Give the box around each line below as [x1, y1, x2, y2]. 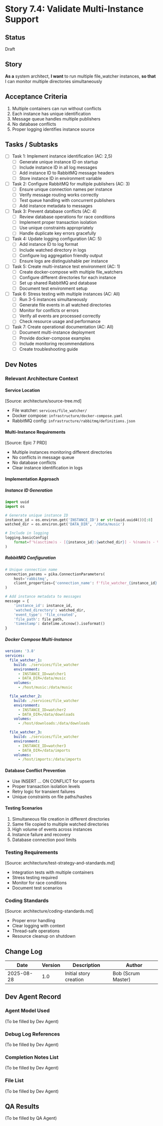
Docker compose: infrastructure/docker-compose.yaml [12, 413, 123, 419]
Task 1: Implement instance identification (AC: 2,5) [12, 153, 113, 159]
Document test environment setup [19, 285, 88, 291]
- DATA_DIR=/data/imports [17, 748, 70, 753]
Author [126, 962, 143, 969]
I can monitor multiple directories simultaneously [5, 78, 102, 84]
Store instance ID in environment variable [19, 175, 102, 181]
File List [5, 1077, 24, 1084]
